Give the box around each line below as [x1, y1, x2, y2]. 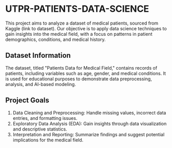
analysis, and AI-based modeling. [5, 81, 76, 87]
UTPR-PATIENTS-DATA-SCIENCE [5, 3, 149, 15]
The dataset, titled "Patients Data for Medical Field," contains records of [5, 65, 158, 71]
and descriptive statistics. [12, 126, 68, 132]
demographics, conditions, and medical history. [5, 36, 106, 43]
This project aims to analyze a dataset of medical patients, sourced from [5, 20, 159, 26]
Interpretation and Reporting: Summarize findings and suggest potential [12, 131, 165, 137]
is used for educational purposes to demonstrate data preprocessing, [5, 75, 152, 82]
